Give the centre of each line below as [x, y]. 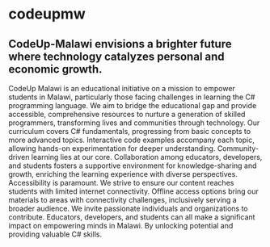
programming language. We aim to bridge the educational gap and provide [133, 105]
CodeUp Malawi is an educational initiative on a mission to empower [122, 88]
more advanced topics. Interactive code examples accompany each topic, [131, 140]
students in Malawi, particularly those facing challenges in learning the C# [132, 97]
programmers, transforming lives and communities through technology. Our [134, 123]
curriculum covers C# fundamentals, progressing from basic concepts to [130, 131]
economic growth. [55, 69]
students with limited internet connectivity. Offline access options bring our [133, 191]
